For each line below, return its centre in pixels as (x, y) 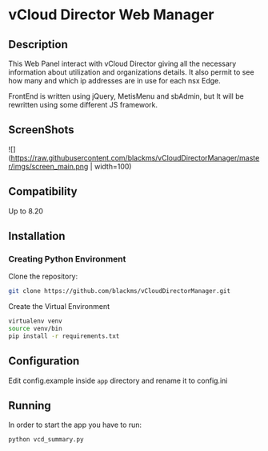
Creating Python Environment (67, 258)
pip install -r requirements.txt (64, 336)
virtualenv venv (35, 321)
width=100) (113, 166)
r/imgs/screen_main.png (48, 166)
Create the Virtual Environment (59, 307)
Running (30, 406)
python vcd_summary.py (46, 440)
